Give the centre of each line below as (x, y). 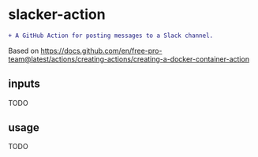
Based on (24, 50)
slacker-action (57, 15)
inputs (24, 84)
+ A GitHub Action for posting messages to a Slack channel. (111, 36)
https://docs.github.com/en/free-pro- (101, 50)
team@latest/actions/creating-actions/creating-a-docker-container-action (129, 59)
